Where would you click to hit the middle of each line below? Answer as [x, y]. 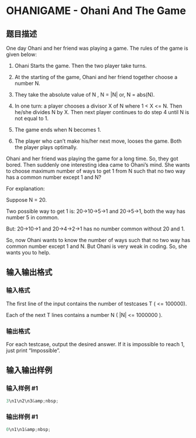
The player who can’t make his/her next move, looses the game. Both [98, 141]
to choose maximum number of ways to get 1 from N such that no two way [96, 171]
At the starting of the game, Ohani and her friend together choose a [96, 77]
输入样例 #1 [22, 388]
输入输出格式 [29, 272]
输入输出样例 [29, 370]
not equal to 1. [31, 118]
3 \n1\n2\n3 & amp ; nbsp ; [32, 401]
